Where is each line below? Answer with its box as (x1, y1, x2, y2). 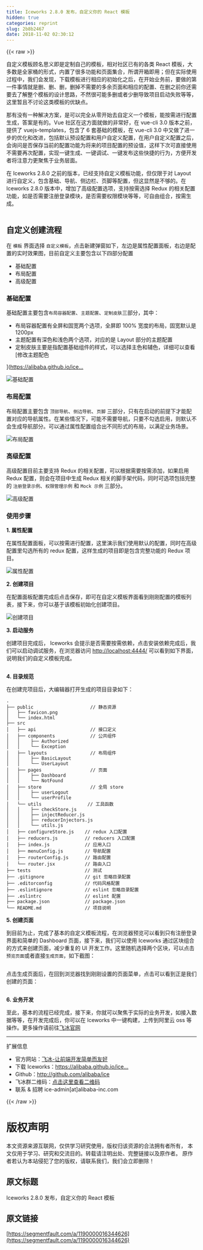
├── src (6, 720, 26, 726)
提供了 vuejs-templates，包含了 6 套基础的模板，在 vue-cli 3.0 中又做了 (6, 127, 184, 134)
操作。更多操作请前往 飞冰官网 (6, 1024, 80, 1031)
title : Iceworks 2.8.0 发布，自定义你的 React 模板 (6, 8, 130, 15)
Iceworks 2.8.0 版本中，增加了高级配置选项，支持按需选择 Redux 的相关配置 (6, 185, 196, 192)
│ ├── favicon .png (6, 710, 59, 716)
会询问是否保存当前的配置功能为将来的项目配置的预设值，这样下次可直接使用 (6, 142, 197, 149)
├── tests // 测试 (6, 867, 102, 874)
